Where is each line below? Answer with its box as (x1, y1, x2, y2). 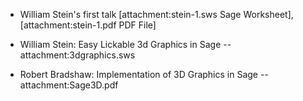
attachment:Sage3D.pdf (19, 79, 119, 91)
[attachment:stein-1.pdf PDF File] (19, 19, 157, 31)
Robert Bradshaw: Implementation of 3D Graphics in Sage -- (19, 69, 269, 80)
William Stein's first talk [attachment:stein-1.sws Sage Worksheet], (19, 9, 294, 20)
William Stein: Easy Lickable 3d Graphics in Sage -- (19, 39, 232, 50)
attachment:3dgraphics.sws (19, 49, 136, 61)
